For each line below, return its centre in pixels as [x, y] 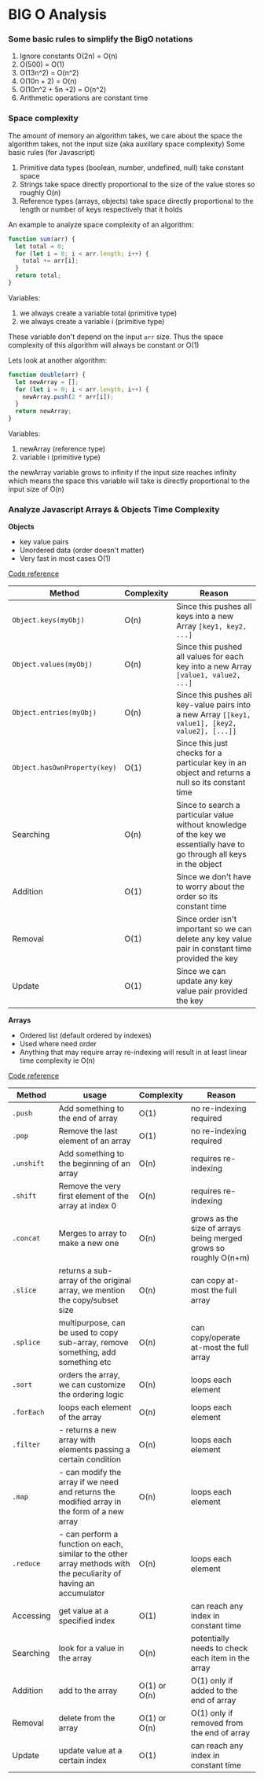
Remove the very [90, 1186]
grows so [208, 1248]
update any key [205, 981]
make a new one [89, 1243]
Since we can [201, 972]
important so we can [214, 929]
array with [77, 1440]
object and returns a [214, 773]
